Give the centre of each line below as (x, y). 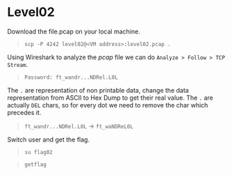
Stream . (17, 64)
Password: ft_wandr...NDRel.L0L (71, 77)
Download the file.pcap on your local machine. (74, 31)
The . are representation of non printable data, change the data (98, 90)
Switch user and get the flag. (49, 139)
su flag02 (39, 152)
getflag (35, 165)
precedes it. (24, 112)
